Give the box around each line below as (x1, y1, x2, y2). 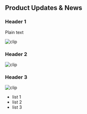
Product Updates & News (5, 4, 83, 12)
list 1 (12, 94, 21, 100)
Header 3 (5, 73, 28, 80)
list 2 (12, 99, 22, 105)
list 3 (12, 104, 22, 110)
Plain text (5, 29, 24, 35)
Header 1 (5, 18, 27, 25)
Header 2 (5, 51, 28, 57)
